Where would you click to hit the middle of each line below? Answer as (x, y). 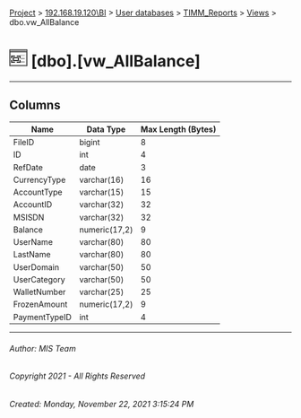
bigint (90, 143)
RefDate (28, 167)
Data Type (106, 129)
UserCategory (39, 279)
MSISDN (29, 217)
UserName (33, 242)
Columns (35, 104)
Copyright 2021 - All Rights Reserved (77, 376)
